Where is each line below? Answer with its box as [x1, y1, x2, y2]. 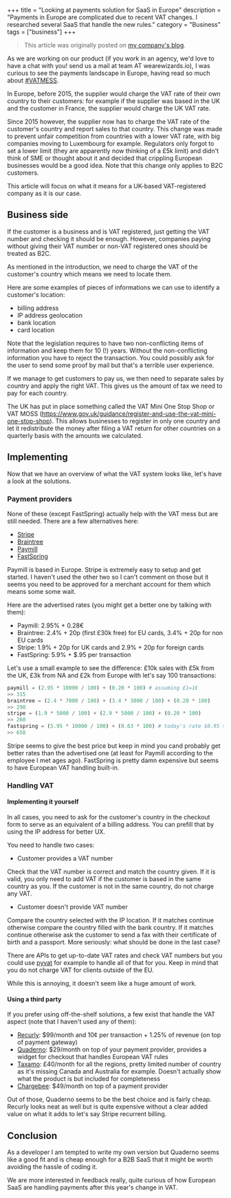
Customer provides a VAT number [16, 854, 113, 863]
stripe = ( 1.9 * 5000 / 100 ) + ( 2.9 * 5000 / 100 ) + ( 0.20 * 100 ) [7, 710, 201, 717]
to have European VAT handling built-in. [7, 763, 120, 772]
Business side [7, 209, 69, 221]
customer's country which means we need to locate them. [7, 269, 172, 278]
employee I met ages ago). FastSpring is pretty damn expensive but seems [7, 756, 219, 764]
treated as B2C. [7, 249, 52, 257]
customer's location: [7, 290, 65, 298]
